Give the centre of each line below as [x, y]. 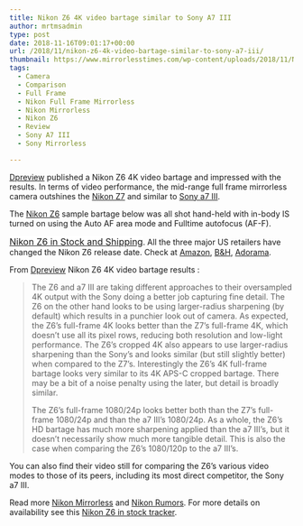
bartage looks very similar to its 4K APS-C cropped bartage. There [155, 373]
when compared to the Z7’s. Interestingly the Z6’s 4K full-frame [149, 364]
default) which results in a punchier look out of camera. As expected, [160, 316]
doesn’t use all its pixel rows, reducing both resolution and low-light [157, 335]
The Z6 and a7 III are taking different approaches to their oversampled [162, 287]
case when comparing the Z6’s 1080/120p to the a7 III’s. [135, 448]
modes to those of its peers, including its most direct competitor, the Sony [147, 475]
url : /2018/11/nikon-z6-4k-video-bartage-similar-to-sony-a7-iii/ [137, 51]
